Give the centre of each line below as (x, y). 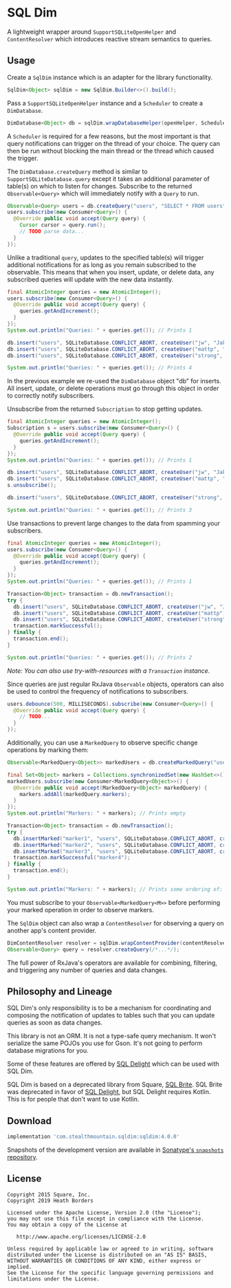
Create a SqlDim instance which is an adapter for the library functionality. (110, 77)
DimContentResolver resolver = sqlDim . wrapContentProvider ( (95, 943)
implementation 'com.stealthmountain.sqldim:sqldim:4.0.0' (93, 1137)
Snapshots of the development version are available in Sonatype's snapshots (115, 1150)
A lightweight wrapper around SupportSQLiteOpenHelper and (92, 32)
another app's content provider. (52, 930)
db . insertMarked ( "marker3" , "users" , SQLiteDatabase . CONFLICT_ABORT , (115, 851)
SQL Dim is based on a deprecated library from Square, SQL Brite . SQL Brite (115, 1084)
